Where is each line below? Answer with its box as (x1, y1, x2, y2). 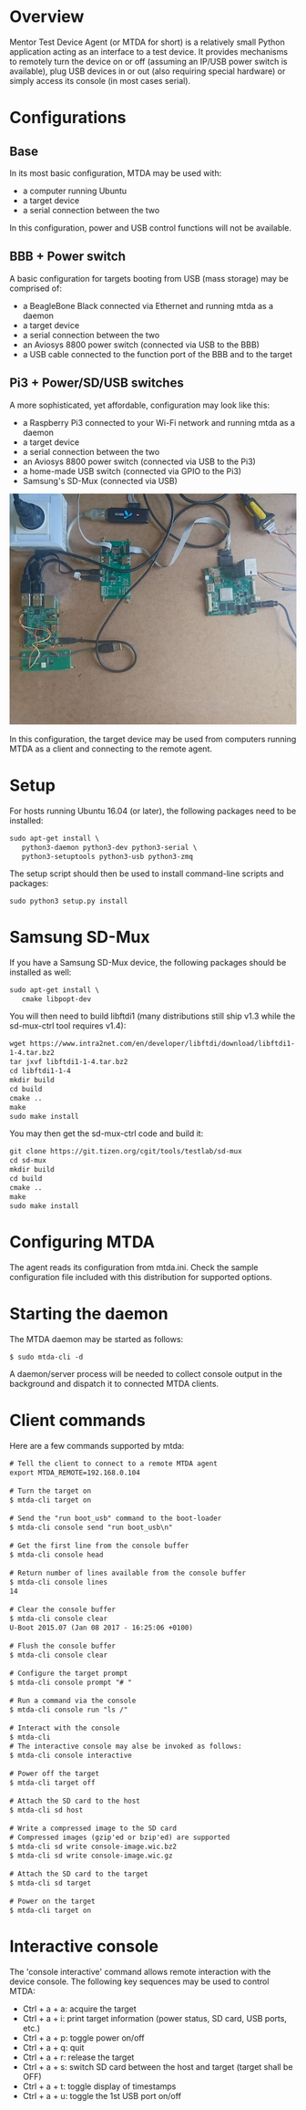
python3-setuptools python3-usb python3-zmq (21, 852, 194, 861)
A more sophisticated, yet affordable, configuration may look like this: (9, 399, 270, 410)
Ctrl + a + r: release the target (22, 2052, 135, 2063)
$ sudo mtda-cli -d (9, 1352, 84, 1361)
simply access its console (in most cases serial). (9, 75, 191, 86)
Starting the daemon (9, 1303, 168, 1324)
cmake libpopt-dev (21, 994, 92, 1004)
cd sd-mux (9, 1155, 47, 1164)
